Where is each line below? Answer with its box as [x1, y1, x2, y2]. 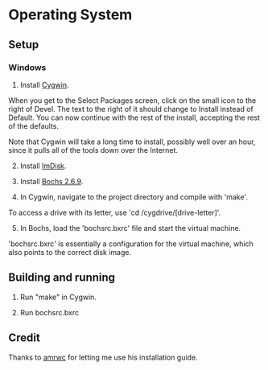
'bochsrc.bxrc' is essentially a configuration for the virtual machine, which [8, 239, 254, 249]
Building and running [8, 271, 115, 285]
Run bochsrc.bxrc [19, 307, 79, 317]
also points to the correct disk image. [8, 247, 131, 257]
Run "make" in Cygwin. [19, 292, 97, 302]
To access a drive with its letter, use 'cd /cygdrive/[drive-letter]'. [8, 208, 221, 217]
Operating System [8, 6, 133, 24]
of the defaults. [8, 121, 59, 130]
